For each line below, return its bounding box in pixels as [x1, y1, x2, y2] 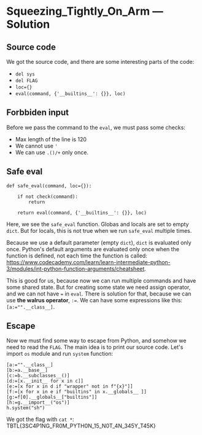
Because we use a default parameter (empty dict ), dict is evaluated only [6, 238, 192, 246]
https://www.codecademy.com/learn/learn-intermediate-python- [6, 258, 171, 265]
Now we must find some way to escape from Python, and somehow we [6, 337, 187, 345]
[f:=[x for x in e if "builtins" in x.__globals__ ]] [6, 389, 147, 395]
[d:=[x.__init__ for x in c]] [6, 378, 84, 385]
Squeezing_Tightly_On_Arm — [6, 4, 164, 18]
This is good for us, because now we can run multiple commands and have [6, 276, 196, 284]
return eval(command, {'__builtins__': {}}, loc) [17, 210, 147, 216]
